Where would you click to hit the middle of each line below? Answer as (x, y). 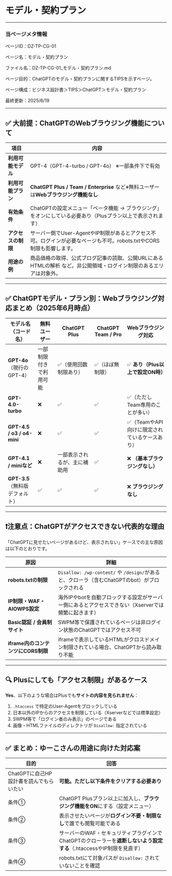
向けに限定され (145, 429)
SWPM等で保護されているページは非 (102, 622)
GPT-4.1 (19, 458)
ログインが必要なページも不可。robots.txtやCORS (100, 241)
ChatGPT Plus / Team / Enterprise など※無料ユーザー (95, 187)
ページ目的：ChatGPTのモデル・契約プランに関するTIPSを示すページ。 (80, 79)
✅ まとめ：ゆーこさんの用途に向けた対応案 (73, 748)
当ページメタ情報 (26, 34)
